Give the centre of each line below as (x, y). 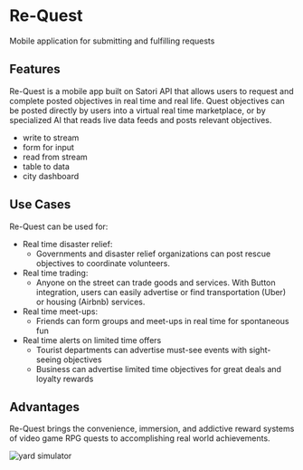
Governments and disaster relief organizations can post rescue (153, 254)
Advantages (44, 407)
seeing (48, 360)
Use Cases (40, 205)
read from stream (55, 157)
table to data (46, 166)
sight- (260, 350)
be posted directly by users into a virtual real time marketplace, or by (138, 110)
